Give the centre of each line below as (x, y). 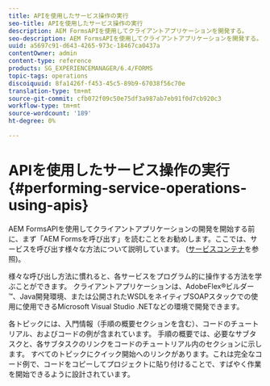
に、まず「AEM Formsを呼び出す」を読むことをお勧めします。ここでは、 (130, 238)
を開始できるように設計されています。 (71, 374)
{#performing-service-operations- (128, 189)
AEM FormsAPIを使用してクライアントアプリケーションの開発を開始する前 (132, 229)
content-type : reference (50, 61)
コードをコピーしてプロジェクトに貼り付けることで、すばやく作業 (152, 363)
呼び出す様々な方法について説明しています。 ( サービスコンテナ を (144, 249)
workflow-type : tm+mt (45, 106)
